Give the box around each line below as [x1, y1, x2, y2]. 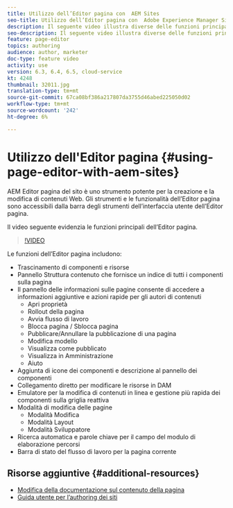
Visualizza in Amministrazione [27, 351, 114, 359]
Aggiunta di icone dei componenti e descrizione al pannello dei [17, 366, 198, 375]
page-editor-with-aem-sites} [7, 164, 180, 180]
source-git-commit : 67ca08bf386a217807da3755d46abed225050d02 [7, 94, 191, 101]
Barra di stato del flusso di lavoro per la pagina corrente [17, 447, 177, 455]
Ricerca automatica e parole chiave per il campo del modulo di [17, 432, 196, 441]
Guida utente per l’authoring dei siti [17, 493, 118, 502]
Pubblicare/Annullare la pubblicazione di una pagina [27, 329, 177, 337]
